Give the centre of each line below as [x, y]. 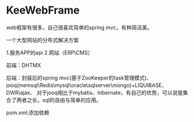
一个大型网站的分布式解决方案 [42, 40]
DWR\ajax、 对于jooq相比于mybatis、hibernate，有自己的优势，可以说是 [95, 92]
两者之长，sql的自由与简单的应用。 [59, 100]
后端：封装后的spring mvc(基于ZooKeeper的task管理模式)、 [79, 78]
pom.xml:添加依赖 [28, 113]
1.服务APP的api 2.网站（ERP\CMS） [50, 52]
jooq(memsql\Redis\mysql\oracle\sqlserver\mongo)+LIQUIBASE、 [87, 85]
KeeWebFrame [43, 10]
